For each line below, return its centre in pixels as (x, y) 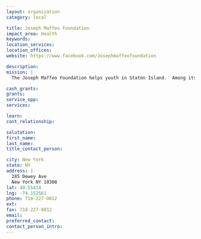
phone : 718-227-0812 (32, 199)
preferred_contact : (31, 221)
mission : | (20, 72)
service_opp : (22, 100)
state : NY (19, 166)
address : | (20, 171)
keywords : (19, 39)
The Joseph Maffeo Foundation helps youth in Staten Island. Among (99, 78)
